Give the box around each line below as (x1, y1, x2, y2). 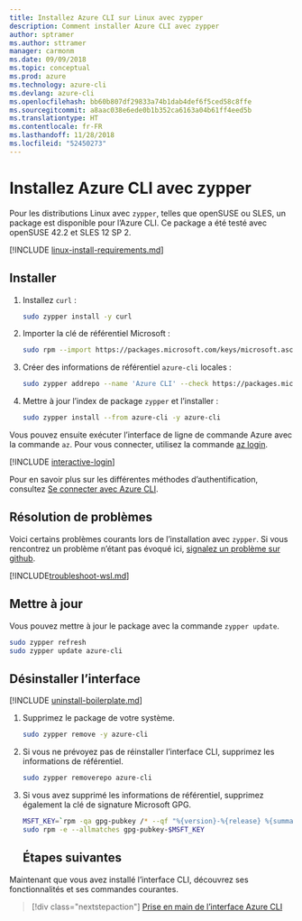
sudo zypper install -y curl (22, 312, 133, 321)
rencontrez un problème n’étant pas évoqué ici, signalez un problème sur (9, 543, 281, 554)
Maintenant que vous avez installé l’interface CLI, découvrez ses (9, 874, 250, 885)
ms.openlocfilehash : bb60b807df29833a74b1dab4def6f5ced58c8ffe (9, 97, 252, 106)
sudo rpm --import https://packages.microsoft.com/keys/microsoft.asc (22, 345, 294, 355)
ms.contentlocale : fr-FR (9, 123, 103, 132)
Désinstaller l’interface (9, 671, 142, 686)
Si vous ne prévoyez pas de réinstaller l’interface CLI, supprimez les (22, 746, 275, 758)
